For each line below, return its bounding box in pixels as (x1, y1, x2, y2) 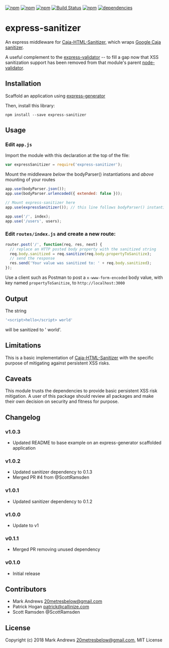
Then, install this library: (5, 102, 55, 108)
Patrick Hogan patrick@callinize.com (12, 604, 90, 610)
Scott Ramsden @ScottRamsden (12, 609, 80, 615)
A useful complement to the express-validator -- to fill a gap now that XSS (5, 54, 159, 60)
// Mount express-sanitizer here (5, 200, 75, 205)
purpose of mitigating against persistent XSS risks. (5, 360, 111, 366)
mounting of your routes (5, 177, 55, 183)
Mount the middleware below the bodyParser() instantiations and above (5, 171, 154, 177)
